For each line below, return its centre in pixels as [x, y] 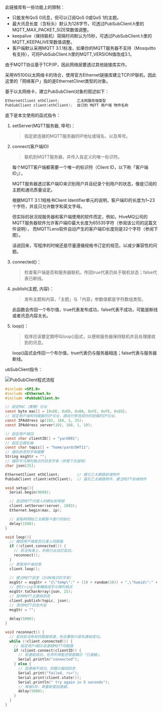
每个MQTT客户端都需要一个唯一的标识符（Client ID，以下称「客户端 [80, 167]
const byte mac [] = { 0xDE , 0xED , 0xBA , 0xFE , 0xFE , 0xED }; [66, 411]
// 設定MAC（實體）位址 [26, 407]
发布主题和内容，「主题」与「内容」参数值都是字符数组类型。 [85, 299]
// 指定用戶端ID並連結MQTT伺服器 [44, 646]
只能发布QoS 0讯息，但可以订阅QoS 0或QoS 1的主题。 [67, 18]
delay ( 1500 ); [23, 524]
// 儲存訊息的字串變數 [25, 452]
